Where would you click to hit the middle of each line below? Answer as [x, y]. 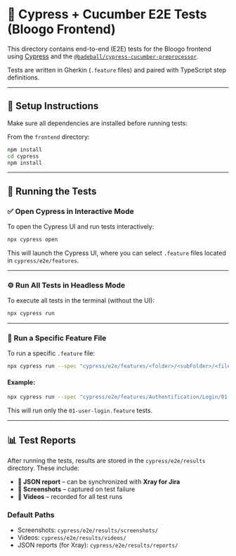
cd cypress [23, 156]
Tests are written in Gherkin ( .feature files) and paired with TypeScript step [117, 70]
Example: [21, 382]
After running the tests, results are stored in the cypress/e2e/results [106, 461]
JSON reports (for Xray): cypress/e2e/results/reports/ [98, 545]
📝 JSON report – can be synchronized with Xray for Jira [99, 482]
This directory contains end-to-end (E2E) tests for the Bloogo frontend [110, 49]
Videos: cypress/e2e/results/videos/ [72, 538]
